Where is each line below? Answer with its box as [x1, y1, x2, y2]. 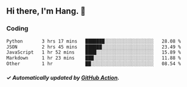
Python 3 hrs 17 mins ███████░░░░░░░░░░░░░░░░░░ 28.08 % [6, 38, 182, 44]
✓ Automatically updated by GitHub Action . [6, 74, 120, 81]
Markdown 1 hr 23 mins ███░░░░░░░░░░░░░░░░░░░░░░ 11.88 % [6, 55, 182, 61]
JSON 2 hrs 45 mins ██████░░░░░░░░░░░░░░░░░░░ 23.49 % [6, 44, 182, 50]
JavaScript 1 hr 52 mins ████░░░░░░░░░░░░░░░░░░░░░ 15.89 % [6, 49, 182, 55]
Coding [6, 24, 29, 33]
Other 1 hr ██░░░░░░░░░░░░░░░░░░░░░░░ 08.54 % [6, 61, 182, 67]
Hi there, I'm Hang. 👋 [6, 6, 86, 16]
